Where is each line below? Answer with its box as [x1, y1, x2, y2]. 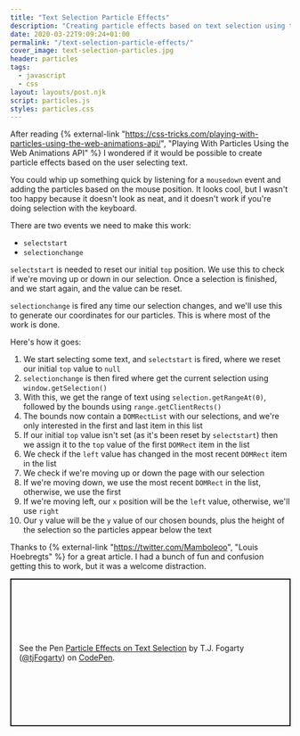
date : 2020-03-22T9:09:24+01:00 [10, 29, 130, 38]
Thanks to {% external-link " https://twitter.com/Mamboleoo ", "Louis [10, 542, 259, 553]
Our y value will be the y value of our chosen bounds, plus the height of [22, 515, 285, 526]
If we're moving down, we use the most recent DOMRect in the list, [22, 477, 262, 488]
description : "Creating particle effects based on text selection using [10, 21, 286, 30]
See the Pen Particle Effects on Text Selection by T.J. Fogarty [19, 642, 245, 653]
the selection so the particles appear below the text [22, 525, 212, 535]
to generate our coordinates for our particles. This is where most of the [10, 310, 271, 321]
